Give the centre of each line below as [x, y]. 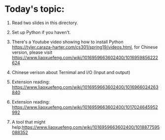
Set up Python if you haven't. [41, 32]
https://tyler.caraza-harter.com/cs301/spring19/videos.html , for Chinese [85, 47]
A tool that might [29, 122]
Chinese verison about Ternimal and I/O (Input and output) [71, 72]
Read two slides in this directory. [45, 23]
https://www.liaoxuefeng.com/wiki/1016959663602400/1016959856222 [85, 57]
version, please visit [32, 52]
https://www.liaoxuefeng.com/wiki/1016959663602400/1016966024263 [85, 87]
